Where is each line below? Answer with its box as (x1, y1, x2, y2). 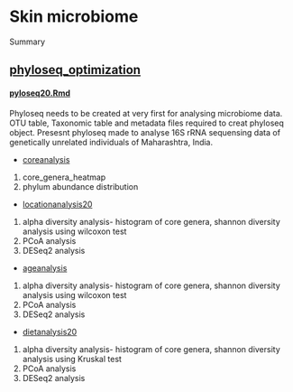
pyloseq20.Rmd (9, 88, 70, 98)
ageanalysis (22, 262, 68, 273)
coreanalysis (22, 154, 70, 164)
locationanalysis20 (22, 199, 93, 210)
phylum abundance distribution (22, 181, 139, 191)
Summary (9, 36, 46, 47)
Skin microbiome (9, 6, 139, 27)
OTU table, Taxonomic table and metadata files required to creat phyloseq (9, 117, 284, 128)
